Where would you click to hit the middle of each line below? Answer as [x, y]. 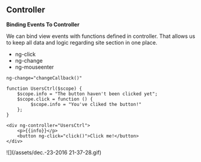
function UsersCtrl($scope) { [44, 89]
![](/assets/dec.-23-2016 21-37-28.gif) [54, 152]
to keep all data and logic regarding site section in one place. [82, 42]
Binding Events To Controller [43, 24]
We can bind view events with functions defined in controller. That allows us [101, 36]
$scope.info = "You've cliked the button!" [86, 104]
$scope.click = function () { [55, 99]
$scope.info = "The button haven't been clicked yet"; [88, 94]
